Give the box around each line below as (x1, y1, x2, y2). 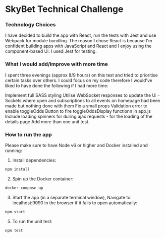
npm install (5, 167, 30, 172)
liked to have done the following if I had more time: (5, 82, 109, 88)
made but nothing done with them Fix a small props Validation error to (5, 103, 148, 109)
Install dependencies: (12, 158, 56, 163)
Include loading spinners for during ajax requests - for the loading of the (5, 113, 153, 119)
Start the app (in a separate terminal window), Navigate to (12, 194, 131, 200)
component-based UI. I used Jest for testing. (5, 48, 97, 54)
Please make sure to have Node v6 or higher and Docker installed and (5, 143, 148, 149)
